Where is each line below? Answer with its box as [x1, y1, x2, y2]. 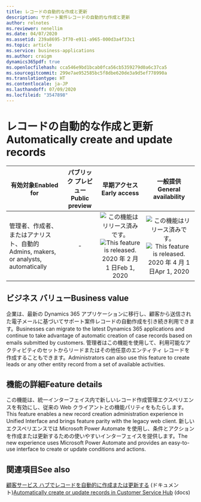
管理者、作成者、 [9, 222, 58, 230]
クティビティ [6, 346, 38, 353]
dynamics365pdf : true [6, 59, 60, 65]
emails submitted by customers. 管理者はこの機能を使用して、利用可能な [6, 339, 185, 346]
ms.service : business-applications [6, 48, 95, 54]
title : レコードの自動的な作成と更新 [6, 8, 88, 15]
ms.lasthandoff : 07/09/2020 [6, 87, 77, 93]
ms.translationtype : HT [6, 75, 66, 81]
